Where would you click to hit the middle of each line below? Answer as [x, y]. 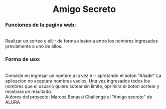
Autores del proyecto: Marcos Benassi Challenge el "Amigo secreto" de [79, 96]
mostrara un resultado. [29, 91]
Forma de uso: [23, 59]
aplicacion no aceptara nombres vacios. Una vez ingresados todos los [78, 80]
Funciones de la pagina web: [41, 25]
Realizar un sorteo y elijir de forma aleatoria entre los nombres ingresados [81, 41]
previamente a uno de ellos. [34, 46]
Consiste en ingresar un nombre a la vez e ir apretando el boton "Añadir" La [83, 75]
